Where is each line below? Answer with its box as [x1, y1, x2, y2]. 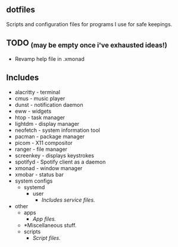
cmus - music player [14, 95, 65, 102]
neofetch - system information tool [14, 126, 100, 134]
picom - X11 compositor [14, 139, 73, 146]
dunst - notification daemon [14, 101, 83, 108]
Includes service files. [41, 196, 95, 203]
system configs [14, 177, 53, 184]
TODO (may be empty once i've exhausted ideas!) [6, 38, 168, 50]
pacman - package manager [14, 132, 85, 140]
